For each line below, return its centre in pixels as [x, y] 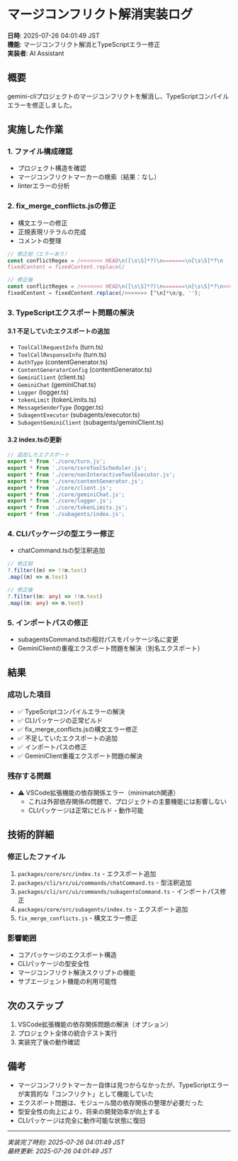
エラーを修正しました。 [41, 105]
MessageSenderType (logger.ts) [61, 408]
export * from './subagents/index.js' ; [66, 515]
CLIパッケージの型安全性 [53, 963]
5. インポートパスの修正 [48, 622]
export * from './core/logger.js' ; [60, 501]
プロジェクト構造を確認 [52, 168]
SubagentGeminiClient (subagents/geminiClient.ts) [91, 422]
